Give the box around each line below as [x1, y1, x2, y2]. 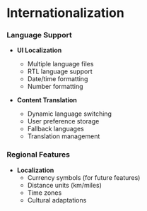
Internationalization [6, 5, 124, 21]
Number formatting [27, 83, 83, 91]
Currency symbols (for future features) [27, 173, 141, 181]
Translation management [27, 132, 100, 140]
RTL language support [27, 67, 93, 76]
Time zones [27, 188, 62, 197]
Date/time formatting [27, 75, 88, 83]
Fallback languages [27, 125, 84, 133]
